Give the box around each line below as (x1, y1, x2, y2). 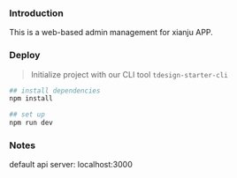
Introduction (9, 7, 64, 19)
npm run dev (9, 118, 53, 128)
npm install (9, 94, 53, 103)
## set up (9, 110, 46, 119)
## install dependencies (9, 86, 101, 95)
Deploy (9, 49, 41, 62)
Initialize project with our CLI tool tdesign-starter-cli (30, 69, 228, 79)
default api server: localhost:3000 (9, 159, 133, 170)
